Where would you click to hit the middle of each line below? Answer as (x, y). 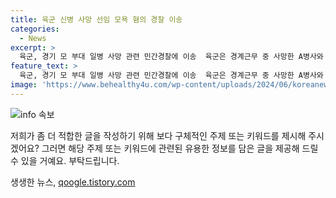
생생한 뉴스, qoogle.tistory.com (73, 182)
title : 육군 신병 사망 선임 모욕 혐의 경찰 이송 (96, 19)
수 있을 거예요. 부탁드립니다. (65, 160)
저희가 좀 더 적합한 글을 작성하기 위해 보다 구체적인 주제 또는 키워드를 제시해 (158, 135)
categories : (35, 29)
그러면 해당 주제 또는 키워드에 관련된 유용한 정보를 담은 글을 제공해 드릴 (180, 148)
